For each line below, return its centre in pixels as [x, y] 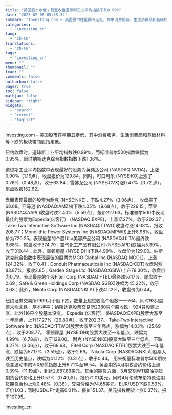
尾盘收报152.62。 [24, 189]
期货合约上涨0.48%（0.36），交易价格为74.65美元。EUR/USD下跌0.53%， [88, 384]
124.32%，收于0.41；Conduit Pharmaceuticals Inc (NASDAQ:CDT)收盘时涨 [84, 264]
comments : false [23, 77]
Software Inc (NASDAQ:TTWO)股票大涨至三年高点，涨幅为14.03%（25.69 [83, 326]
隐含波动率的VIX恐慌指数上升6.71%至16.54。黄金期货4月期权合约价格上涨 [83, 364]
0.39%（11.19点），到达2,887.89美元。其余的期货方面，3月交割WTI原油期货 [84, 371]
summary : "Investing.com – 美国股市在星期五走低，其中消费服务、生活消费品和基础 [85, 19]
